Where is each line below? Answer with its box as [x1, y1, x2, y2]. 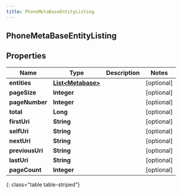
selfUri [9, 127, 29, 135]
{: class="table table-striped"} [6, 181, 80, 188]
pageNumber [9, 98, 48, 106]
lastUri [9, 156, 29, 164]
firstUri [9, 117, 30, 126]
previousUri [9, 146, 43, 155]
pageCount [9, 165, 42, 174]
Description [106, 68, 140, 77]
